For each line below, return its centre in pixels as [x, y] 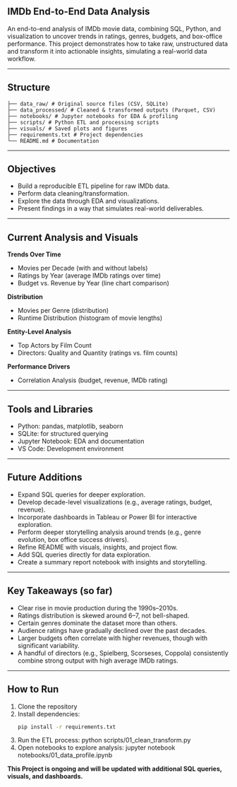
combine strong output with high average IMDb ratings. [98, 661]
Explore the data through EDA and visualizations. [89, 201]
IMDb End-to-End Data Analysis [79, 12]
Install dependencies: [49, 714]
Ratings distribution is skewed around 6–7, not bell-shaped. [103, 615]
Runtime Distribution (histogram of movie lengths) [90, 318]
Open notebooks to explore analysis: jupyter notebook [96, 747]
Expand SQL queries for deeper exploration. [81, 495]
